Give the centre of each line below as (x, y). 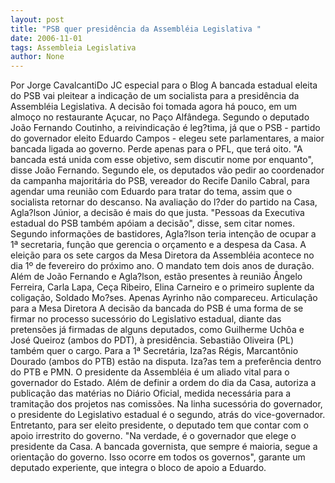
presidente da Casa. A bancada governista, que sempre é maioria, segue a (164, 447)
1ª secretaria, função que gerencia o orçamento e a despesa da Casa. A (158, 245)
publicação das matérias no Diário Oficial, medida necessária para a (151, 393)
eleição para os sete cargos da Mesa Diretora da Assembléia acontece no (162, 255)
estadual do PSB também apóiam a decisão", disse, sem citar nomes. (152, 223)
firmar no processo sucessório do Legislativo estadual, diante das (146, 319)
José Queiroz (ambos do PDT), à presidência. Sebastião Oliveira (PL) (152, 340)
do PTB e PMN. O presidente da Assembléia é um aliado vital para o (150, 372)
